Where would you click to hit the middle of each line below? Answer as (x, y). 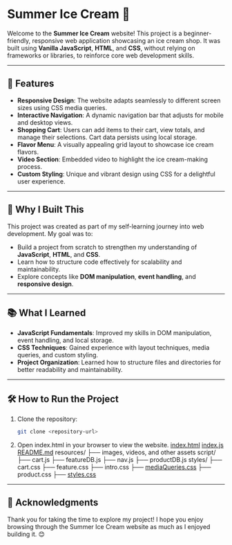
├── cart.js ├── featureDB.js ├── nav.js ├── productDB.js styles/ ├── (119, 460)
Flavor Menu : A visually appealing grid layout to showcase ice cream (115, 144)
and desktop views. (45, 122)
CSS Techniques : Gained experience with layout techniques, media (113, 348)
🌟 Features (31, 83)
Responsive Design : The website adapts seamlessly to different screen (119, 100)
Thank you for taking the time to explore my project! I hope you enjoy (105, 519)
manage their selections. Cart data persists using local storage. (107, 137)
